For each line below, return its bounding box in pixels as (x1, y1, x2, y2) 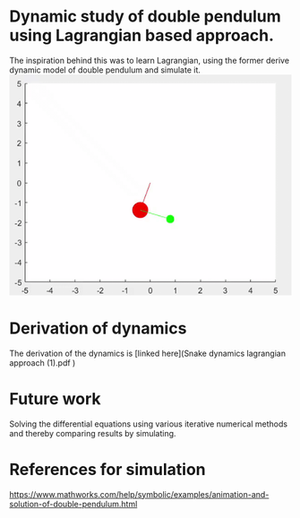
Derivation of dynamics (9, 318, 187, 339)
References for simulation (9, 460, 206, 479)
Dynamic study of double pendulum (9, 6, 281, 27)
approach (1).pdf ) (9, 357, 76, 368)
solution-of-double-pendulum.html (9, 498, 138, 509)
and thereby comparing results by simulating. (9, 427, 176, 438)
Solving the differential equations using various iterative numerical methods (9, 419, 288, 429)
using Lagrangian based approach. (9, 25, 275, 46)
